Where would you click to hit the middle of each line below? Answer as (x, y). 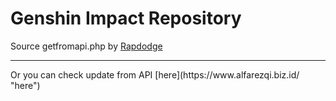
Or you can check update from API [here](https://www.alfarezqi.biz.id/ (155, 74)
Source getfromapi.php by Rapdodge (86, 46)
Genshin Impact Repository (126, 18)
